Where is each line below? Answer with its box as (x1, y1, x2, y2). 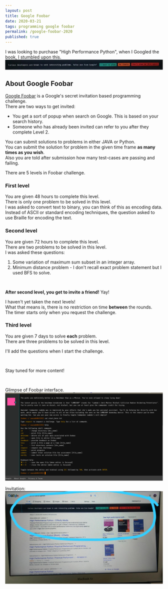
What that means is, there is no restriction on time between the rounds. (5, 304, 152, 310)
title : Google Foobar (5, 13, 50, 18)
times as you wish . (5, 149, 45, 155)
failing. (5, 160, 19, 166)
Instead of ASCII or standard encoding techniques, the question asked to (5, 209, 155, 215)
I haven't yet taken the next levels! (5, 298, 76, 304)
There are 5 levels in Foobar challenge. (5, 169, 85, 175)
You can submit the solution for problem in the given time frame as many (5, 144, 155, 150)
